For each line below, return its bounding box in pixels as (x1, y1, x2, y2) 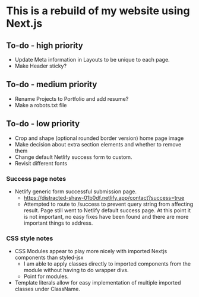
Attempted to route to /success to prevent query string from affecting (23, 200, 194, 207)
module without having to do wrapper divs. (23, 267, 129, 274)
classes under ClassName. (14, 286, 80, 293)
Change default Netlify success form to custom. (14, 153, 132, 161)
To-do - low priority (6, 119, 80, 129)
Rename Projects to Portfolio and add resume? (14, 95, 129, 102)
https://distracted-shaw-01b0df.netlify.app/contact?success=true (23, 194, 185, 201)
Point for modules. (23, 273, 69, 280)
